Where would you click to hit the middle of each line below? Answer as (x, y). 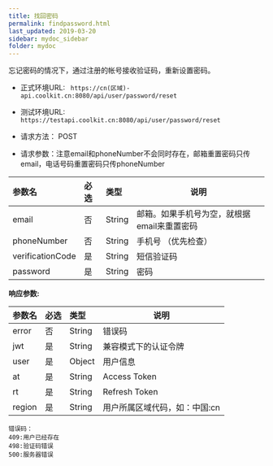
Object (82, 361)
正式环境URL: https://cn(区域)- (75, 88)
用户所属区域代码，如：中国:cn (162, 407)
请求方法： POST (49, 137)
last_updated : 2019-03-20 (52, 31)
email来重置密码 (167, 226)
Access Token (130, 377)
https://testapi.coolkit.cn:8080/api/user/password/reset (120, 120)
